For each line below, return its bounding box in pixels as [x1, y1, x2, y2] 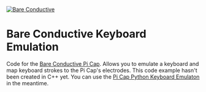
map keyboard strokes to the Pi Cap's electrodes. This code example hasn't [6, 66, 197, 74]
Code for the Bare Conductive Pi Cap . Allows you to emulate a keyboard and [6, 60, 199, 67]
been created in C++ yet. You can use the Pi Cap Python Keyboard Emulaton [6, 73, 200, 80]
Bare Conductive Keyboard [6, 27, 147, 41]
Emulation [6, 40, 59, 54]
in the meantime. [6, 79, 49, 87]
